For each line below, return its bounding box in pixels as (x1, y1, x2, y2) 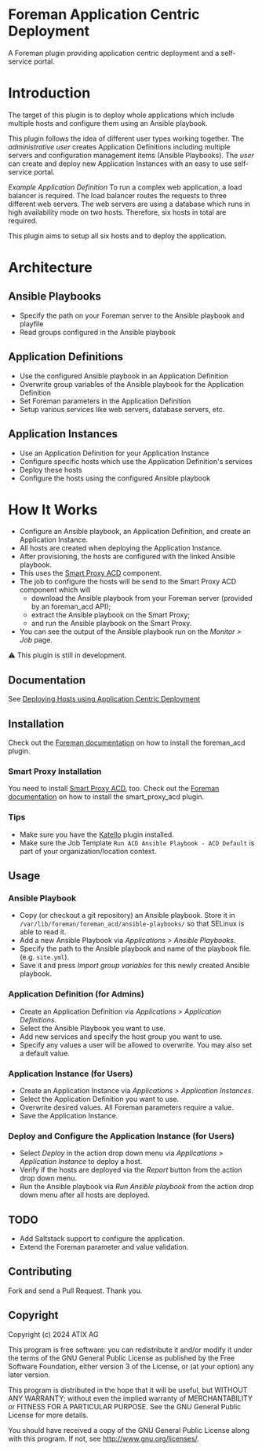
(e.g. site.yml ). (19, 952, 69, 962)
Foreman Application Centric (8, 6, 200, 24)
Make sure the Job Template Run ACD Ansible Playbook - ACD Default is (19, 838, 255, 847)
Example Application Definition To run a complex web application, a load (8, 182, 242, 192)
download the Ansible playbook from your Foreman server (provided (31, 594, 253, 603)
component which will (19, 585, 91, 595)
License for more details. (8, 1410, 89, 1420)
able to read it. (19, 927, 67, 937)
